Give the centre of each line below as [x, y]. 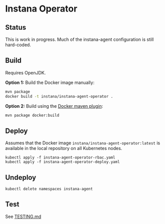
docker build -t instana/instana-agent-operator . [59, 96]
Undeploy [21, 177]
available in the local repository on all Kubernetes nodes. [64, 148]
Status [16, 27]
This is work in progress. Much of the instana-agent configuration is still [79, 39]
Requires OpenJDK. [26, 72]
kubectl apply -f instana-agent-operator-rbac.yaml [60, 158]
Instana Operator [41, 9]
